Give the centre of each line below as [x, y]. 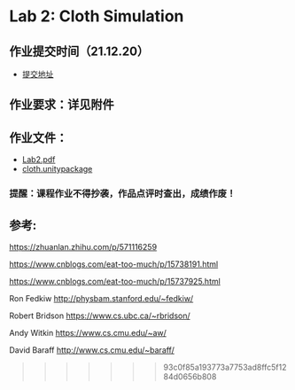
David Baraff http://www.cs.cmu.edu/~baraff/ [92, 350]
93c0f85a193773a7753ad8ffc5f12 [225, 367]
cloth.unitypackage [57, 169]
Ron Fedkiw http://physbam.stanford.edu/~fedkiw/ [101, 298]
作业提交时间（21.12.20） [79, 51]
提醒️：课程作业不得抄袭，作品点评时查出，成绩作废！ [123, 194]
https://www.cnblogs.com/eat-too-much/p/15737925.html [115, 281]
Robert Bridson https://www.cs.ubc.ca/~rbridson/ [100, 316]
